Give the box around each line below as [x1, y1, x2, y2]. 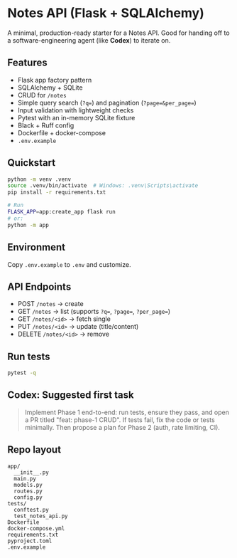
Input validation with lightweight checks [17, 105, 134, 115]
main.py [13, 475, 37, 482]
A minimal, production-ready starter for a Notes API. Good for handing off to [7, 28, 230, 37]
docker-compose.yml [7, 525, 65, 532]
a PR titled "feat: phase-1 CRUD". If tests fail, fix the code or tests [24, 415, 215, 424]
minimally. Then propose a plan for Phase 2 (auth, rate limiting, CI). [24, 423, 220, 431]
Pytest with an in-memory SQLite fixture [17, 113, 136, 122]
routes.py [13, 488, 43, 495]
